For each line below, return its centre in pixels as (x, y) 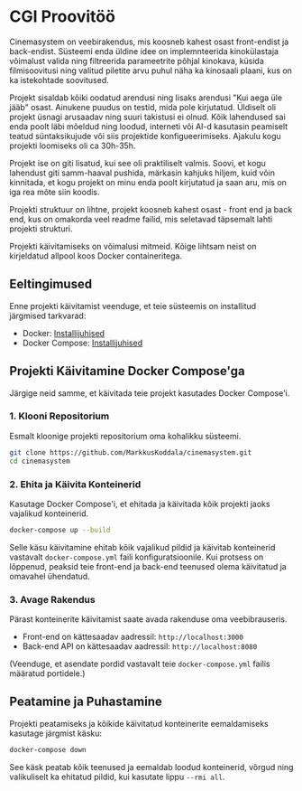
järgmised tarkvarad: (48, 315)
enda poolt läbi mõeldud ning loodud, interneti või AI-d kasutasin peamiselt (149, 126)
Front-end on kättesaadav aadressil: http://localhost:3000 (133, 637)
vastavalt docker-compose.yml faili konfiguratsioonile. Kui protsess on (137, 557)
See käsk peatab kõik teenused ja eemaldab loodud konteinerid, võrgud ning (151, 767)
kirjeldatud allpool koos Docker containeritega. (96, 256)
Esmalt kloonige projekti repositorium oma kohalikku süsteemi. (125, 436)
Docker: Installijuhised (64, 333)
